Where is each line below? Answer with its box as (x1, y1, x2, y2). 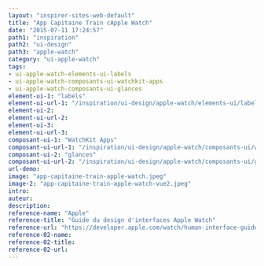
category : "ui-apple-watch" (8, 56, 101, 64)
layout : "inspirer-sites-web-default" (8, 11, 135, 20)
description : (8, 201, 51, 209)
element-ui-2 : (8, 107, 55, 115)
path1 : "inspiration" (8, 33, 79, 42)
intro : (8, 187, 30, 195)
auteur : (8, 194, 34, 202)
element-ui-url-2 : (8, 114, 68, 122)
